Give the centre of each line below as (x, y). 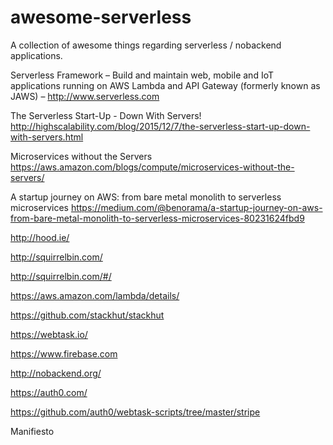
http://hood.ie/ (40, 237)
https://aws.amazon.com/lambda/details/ (95, 295)
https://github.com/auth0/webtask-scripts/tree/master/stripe (135, 412)
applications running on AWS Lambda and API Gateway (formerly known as (165, 85)
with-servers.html (47, 137)
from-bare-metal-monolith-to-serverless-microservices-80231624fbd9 (157, 218)
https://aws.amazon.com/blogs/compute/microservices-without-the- (152, 167)
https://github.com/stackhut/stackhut (87, 315)
